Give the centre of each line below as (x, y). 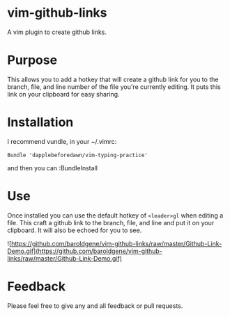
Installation (40, 122)
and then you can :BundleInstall (52, 168)
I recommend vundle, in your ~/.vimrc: (62, 141)
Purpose (32, 60)
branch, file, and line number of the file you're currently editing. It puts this (114, 87)
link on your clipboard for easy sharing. (63, 94)
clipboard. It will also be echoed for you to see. (75, 230)
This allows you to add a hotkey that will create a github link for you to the (113, 79)
